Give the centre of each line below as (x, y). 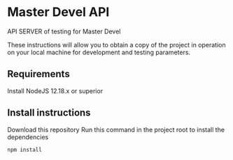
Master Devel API (58, 12)
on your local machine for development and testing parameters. (99, 52)
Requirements (38, 74)
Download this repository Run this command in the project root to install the (116, 129)
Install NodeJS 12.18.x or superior (55, 90)
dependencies (28, 137)
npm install (24, 150)
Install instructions (49, 113)
